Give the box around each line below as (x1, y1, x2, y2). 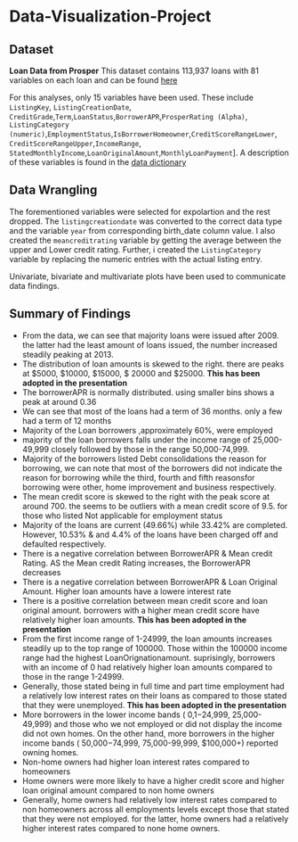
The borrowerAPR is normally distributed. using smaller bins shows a (21, 386, 275, 398)
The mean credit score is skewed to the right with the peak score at (21, 491, 270, 501)
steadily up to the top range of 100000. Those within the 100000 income (21, 642, 287, 653)
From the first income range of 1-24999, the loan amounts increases (21, 633, 273, 644)
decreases (21, 566, 61, 577)
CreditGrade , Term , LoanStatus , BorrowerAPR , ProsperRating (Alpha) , (9, 111, 248, 121)
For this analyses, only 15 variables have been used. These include (9, 92, 254, 103)
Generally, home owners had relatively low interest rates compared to (21, 794, 278, 805)
